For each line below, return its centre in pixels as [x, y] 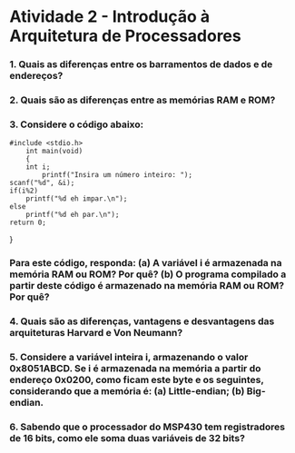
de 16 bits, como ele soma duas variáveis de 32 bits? [127, 438]
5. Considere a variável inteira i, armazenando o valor [129, 358]
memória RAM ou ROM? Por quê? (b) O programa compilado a [148, 274]
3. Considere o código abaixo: [77, 124]
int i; [38, 167]
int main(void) [54, 152]
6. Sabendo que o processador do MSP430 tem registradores [147, 427]
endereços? [36, 76]
